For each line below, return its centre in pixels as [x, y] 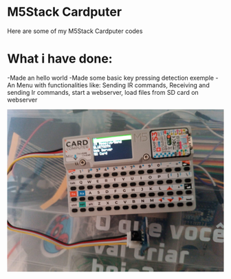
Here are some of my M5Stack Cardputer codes [75, 31]
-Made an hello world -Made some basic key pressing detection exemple [111, 78]
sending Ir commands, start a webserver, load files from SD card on [103, 92]
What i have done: [60, 59]
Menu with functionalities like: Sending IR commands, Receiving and [113, 85]
